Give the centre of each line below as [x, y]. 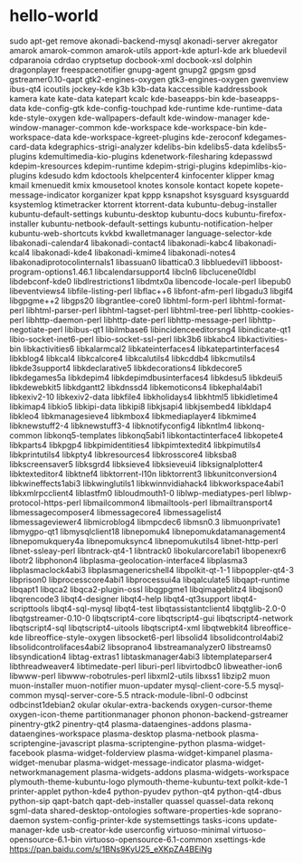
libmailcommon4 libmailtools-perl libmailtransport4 [178, 503]
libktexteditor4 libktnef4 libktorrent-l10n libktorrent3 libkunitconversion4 [143, 474]
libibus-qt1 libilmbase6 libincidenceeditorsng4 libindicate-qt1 [178, 329]
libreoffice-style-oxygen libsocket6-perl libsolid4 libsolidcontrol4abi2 [155, 637]
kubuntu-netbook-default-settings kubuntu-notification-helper [156, 224]
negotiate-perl [36, 329]
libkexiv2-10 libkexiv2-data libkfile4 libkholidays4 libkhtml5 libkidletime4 [144, 397]
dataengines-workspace [55, 734]
